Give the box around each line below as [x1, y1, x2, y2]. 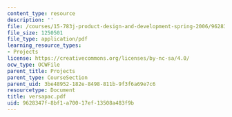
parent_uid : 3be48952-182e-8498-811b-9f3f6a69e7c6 [7, 81, 156, 87]
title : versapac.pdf [7, 94, 67, 100]
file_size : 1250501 [7, 29, 64, 36]
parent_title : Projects [7, 67, 76, 74]
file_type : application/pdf [7, 36, 88, 43]
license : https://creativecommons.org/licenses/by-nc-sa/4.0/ [7, 55, 190, 62]
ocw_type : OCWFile [7, 61, 60, 68]
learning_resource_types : [7, 42, 81, 49]
